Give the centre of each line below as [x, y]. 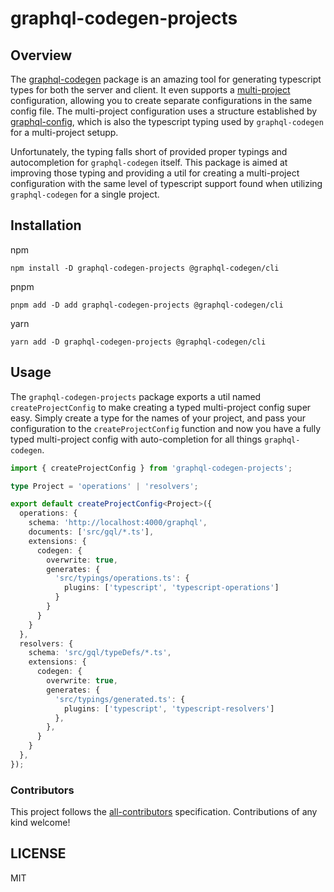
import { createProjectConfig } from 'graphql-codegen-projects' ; [151, 468]
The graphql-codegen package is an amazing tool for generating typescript [166, 79]
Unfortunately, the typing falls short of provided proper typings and [149, 151]
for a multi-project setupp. [64, 132]
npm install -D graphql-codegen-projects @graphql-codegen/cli [145, 268]
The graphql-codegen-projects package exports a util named [136, 396]
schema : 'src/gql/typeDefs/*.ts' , [100, 653]
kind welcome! [40, 823]
